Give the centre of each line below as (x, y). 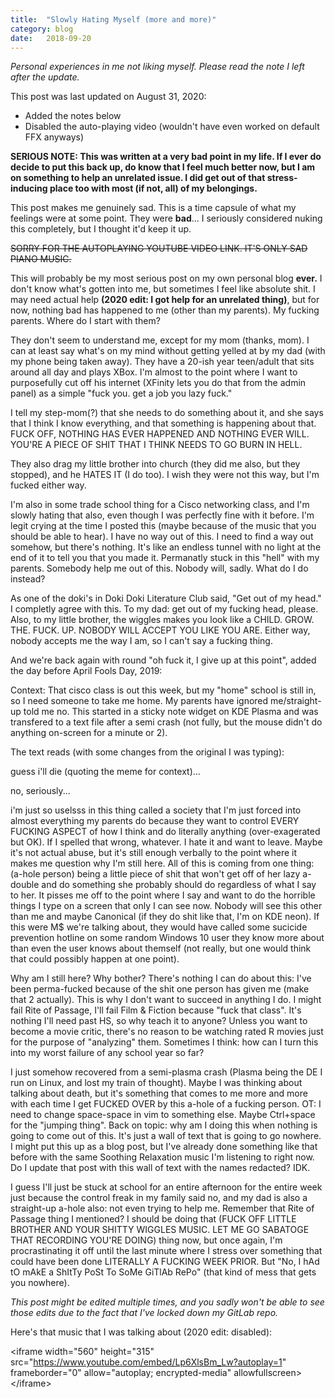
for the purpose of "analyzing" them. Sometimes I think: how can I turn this (164, 1042)
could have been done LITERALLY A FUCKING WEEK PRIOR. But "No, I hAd (165, 1262)
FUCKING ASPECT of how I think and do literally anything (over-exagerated (165, 832)
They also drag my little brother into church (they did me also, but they (155, 464)
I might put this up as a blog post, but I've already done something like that (164, 1147)
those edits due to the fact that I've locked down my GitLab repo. (144, 1313)
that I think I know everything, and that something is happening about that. (163, 423)
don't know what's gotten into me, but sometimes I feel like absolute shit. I (163, 289)
